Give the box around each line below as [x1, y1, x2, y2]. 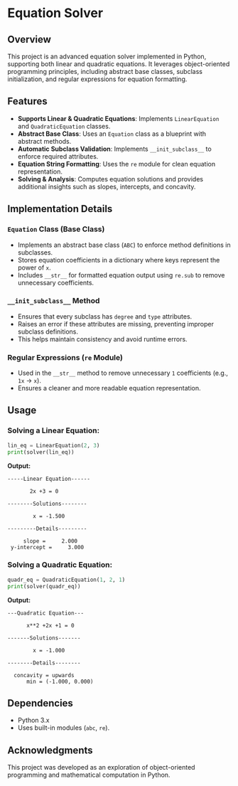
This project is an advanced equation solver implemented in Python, [7, 52, 207, 60]
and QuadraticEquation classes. [17, 122, 111, 130]
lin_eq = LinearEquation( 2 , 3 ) [7, 442, 100, 449]
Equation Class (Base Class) [7, 224, 105, 234]
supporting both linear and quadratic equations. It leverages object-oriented [7, 60, 230, 68]
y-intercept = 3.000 [10, 543, 84, 551]
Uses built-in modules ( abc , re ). [17, 723, 110, 732]
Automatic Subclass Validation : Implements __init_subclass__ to [17, 144, 212, 153]
